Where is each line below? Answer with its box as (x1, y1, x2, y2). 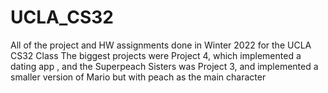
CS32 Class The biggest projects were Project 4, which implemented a (10, 49, 302, 61)
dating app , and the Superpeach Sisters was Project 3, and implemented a (10, 60, 319, 72)
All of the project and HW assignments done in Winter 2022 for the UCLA (10, 39, 312, 51)
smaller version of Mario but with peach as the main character (10, 71, 267, 83)
